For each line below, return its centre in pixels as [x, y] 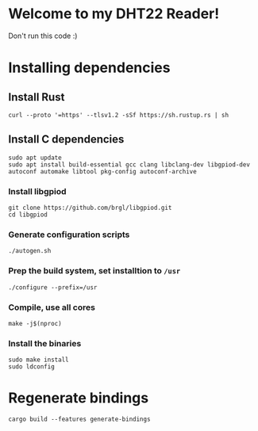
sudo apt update [35, 158]
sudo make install [39, 360]
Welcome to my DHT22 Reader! [114, 14]
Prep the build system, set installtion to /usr [94, 271]
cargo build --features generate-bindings [79, 420]
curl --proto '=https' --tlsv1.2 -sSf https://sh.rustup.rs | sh [118, 115]
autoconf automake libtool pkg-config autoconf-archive [102, 171]
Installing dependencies [89, 68]
